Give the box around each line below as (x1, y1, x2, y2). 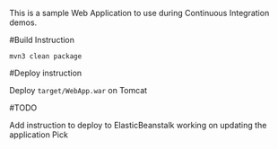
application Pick (9, 129, 69, 140)
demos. (9, 17, 38, 28)
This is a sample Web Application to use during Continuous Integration (9, 8, 270, 18)
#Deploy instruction (9, 67, 83, 78)
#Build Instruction (9, 35, 74, 45)
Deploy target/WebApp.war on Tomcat (9, 85, 148, 95)
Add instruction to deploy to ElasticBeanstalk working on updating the (9, 120, 267, 130)
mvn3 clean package (9, 52, 83, 61)
